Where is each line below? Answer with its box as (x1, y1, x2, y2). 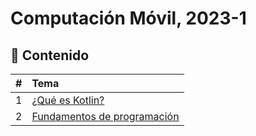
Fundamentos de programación (31, 110, 180, 123)
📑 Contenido (10, 47, 90, 64)
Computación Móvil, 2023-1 (10, 7, 247, 30)
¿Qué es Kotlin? (31, 93, 105, 107)
